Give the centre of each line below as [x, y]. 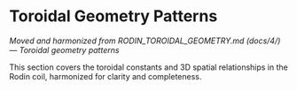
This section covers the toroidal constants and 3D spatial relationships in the [148, 67]
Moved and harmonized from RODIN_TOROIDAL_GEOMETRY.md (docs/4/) [145, 41]
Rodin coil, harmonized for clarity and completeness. [106, 76]
